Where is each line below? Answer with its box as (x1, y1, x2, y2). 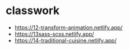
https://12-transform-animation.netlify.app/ (14, 24, 123, 31)
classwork (6, 4, 60, 18)
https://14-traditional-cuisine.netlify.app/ (14, 37, 117, 44)
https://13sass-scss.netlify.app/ (14, 30, 94, 37)
